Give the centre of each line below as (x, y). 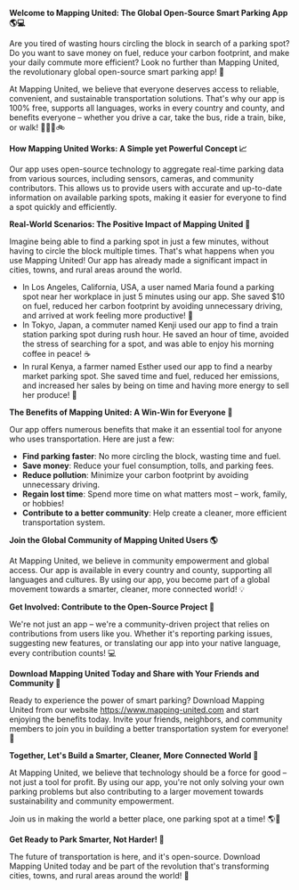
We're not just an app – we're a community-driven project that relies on (139, 624)
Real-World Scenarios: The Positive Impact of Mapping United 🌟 (130, 224)
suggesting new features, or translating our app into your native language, (145, 643)
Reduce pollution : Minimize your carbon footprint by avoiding (135, 475)
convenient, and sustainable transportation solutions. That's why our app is (147, 98)
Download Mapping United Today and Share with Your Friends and (134, 674)
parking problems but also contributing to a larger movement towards (137, 792)
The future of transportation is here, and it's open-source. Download (135, 857)
